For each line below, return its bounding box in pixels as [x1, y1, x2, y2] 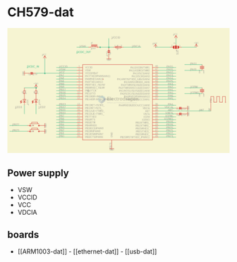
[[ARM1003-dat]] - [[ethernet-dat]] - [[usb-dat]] [17, 247, 157, 256]
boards [7, 228, 39, 240]
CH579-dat [7, 4, 74, 20]
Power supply [7, 167, 69, 179]
